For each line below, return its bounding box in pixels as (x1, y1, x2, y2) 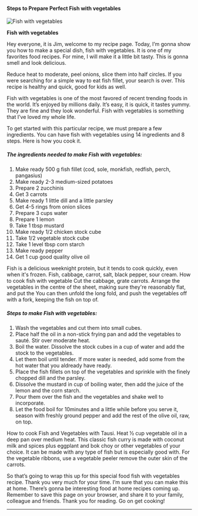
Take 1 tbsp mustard (15, 222, 64, 229)
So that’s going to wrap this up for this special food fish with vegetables (6, 472, 180, 479)
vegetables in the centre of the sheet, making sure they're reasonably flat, (6, 283, 186, 291)
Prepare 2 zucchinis (15, 184, 64, 191)
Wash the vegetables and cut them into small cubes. (15, 325, 142, 332)
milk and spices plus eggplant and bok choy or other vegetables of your (6, 442, 181, 449)
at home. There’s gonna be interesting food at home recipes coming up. (6, 485, 180, 492)
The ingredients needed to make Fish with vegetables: (6, 151, 143, 158)
